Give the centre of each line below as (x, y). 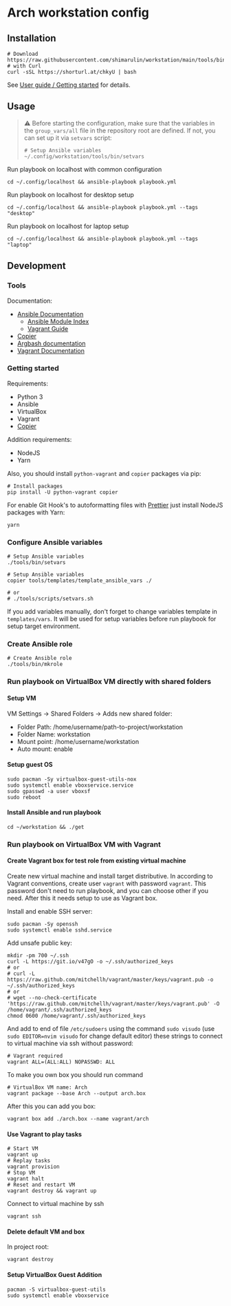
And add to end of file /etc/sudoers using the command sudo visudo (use (111, 1029)
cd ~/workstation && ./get (46, 827)
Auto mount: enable (45, 749)
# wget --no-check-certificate (52, 998)
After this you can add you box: (52, 1106)
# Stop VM (21, 1173)
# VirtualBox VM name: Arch (47, 1087)
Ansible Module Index (58, 321)
